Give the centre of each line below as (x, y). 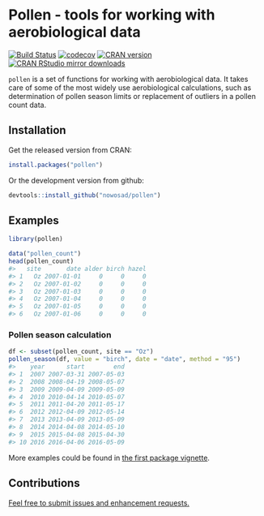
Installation (37, 130)
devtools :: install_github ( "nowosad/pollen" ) (85, 195)
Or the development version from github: (76, 180)
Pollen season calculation (60, 334)
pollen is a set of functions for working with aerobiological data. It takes (128, 79)
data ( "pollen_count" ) (45, 254)
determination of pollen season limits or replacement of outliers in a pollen (132, 96)
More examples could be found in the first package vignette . (109, 458)
